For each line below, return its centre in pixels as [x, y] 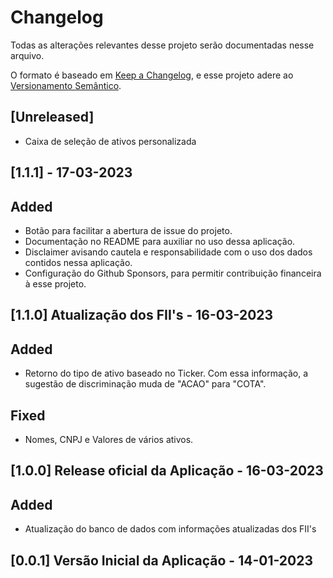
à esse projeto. [55, 283]
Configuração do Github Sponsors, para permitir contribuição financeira [173, 273]
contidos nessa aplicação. [78, 262]
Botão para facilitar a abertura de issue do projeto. [128, 230]
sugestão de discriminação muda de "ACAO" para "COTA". [145, 384]
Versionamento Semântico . [66, 85]
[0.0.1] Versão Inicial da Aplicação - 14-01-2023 [161, 560]
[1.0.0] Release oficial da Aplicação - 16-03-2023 [167, 471]
